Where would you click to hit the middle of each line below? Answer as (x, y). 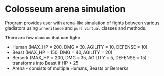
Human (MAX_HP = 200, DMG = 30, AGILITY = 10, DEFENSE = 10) (80, 47)
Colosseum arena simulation (65, 9)
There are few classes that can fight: (43, 38)
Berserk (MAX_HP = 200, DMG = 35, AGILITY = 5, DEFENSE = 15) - (81, 57)
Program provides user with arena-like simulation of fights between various (82, 23)
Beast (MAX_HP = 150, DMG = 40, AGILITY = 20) (62, 52)
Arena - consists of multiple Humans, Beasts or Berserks (70, 68)
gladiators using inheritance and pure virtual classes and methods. (76, 28)
